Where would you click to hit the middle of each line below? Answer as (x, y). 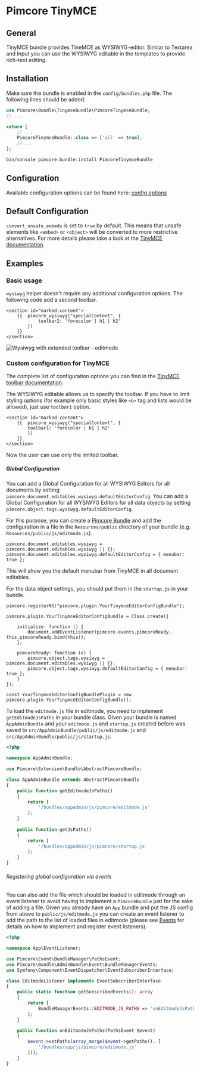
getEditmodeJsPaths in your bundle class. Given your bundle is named (91, 718)
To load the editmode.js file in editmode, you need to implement (85, 711)
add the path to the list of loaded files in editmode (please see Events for (95, 920)
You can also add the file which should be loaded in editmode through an (96, 895)
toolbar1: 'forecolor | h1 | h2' (69, 428)
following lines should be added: (46, 99)
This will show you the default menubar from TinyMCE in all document (92, 571)
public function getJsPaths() (54, 830)
